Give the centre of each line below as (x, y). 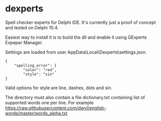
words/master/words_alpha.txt (36, 113)
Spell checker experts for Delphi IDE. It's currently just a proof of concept (80, 22)
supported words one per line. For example (49, 103)
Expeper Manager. (24, 42)
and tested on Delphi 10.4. (32, 27)
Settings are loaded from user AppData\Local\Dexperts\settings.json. (76, 52)
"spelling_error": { (35, 65)
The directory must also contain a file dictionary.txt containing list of (75, 97)
